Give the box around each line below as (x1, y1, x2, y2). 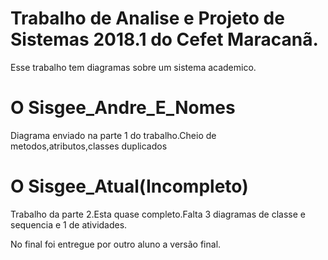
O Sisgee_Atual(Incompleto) (10, 175, 249, 198)
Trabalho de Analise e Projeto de (10, 7, 285, 30)
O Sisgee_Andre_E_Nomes (10, 97, 236, 119)
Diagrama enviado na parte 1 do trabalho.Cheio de (10, 129, 217, 141)
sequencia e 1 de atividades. (10, 218, 128, 231)
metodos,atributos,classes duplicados (10, 140, 168, 152)
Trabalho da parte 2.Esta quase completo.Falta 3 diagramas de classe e (10, 208, 306, 220)
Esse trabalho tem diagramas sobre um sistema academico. (10, 61, 257, 73)
